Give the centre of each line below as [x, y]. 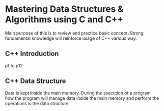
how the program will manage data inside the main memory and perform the [82, 98]
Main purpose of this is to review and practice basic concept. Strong [74, 33]
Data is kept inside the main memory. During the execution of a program [78, 93]
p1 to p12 [14, 65]
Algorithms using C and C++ [64, 19]
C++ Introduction [32, 54]
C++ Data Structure [36, 81]
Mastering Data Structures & [64, 9]
